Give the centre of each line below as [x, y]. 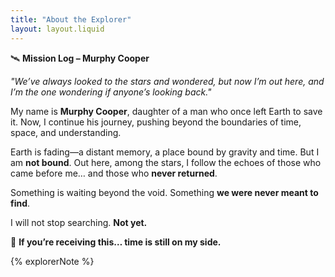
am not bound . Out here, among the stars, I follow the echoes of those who [166, 162]
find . [20, 203]
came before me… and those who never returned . [114, 173]
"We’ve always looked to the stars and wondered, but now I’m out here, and [167, 81]
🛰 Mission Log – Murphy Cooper [80, 58]
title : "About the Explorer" [71, 19]
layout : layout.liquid [57, 29]
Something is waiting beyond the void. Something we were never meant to [164, 192]
